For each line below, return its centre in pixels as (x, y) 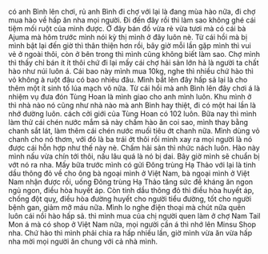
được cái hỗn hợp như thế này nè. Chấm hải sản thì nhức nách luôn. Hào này (134, 148)
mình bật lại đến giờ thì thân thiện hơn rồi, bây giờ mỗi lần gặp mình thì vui (130, 46)
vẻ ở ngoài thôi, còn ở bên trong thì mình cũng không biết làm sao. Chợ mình (134, 54)
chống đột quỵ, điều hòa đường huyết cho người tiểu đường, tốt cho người (130, 199)
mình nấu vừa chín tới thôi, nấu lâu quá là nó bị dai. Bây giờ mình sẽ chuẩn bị (134, 156)
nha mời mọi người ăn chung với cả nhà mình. (83, 241)
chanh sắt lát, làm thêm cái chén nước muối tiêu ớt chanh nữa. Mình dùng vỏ (134, 131)
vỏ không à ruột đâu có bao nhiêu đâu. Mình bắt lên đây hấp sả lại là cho (128, 80)
